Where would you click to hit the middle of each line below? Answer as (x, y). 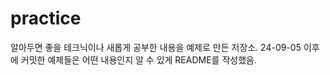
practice (46, 18)
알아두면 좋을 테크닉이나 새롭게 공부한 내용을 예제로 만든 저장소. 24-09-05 (156, 47)
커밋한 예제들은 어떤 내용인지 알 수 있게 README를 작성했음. (138, 59)
